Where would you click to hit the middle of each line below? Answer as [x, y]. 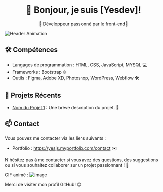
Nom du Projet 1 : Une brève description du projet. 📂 [66, 107]
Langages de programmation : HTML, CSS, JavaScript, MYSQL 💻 [80, 65]
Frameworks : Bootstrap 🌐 [39, 72]
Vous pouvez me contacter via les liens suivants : [56, 138]
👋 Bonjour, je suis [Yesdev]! [83, 10]
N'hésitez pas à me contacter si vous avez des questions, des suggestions [81, 160]
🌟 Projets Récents [33, 96]
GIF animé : [17, 175]
